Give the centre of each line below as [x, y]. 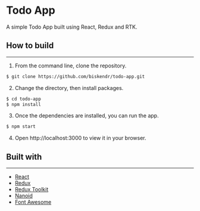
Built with [24, 156]
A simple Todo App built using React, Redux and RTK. [72, 27]
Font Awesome [33, 202]
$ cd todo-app [24, 99]
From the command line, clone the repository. [71, 66]
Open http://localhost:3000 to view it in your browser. [81, 138]
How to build [30, 46]
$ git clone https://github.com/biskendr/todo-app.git [76, 76]
